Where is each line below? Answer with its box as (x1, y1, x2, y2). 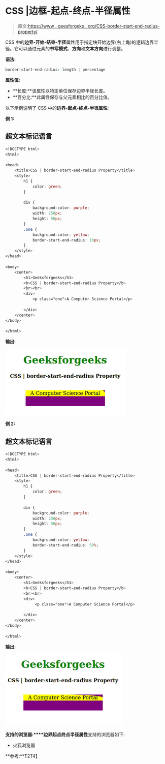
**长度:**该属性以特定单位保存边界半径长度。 (12, 87, 108, 94)
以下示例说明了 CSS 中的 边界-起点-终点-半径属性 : (5, 105, 109, 111)
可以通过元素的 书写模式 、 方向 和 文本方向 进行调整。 (18, 45, 125, 51)
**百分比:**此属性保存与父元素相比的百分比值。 (12, 94, 112, 100)
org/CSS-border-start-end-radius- (87, 23, 160, 29)
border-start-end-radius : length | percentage (5, 67, 106, 72)
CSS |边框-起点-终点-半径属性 (5, 5, 130, 17)
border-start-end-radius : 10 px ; (32, 237, 101, 242)
